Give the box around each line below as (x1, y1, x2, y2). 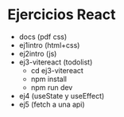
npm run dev (30, 82, 73, 92)
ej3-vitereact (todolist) (18, 57, 93, 67)
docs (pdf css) (18, 32, 68, 41)
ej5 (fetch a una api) (18, 99, 85, 109)
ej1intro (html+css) (18, 40, 80, 49)
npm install (30, 74, 67, 84)
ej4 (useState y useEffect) (18, 91, 105, 100)
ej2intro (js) (18, 49, 57, 58)
